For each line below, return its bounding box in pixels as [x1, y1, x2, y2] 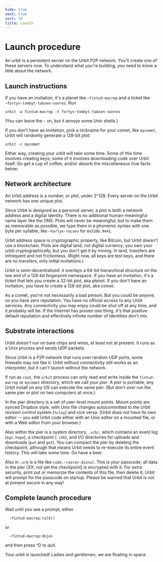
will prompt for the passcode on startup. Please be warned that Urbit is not [5, 474, 155, 480]
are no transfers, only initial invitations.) [5, 258, 84, 264]
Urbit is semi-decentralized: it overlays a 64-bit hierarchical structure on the [5, 267, 157, 273]
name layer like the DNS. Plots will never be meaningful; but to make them [5, 217, 153, 223]
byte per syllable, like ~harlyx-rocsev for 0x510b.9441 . [5, 228, 113, 233]
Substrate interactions [5, 327, 74, 335]
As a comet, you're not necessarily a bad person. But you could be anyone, [5, 292, 155, 298]
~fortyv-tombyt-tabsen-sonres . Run [5, 100, 76, 106]
